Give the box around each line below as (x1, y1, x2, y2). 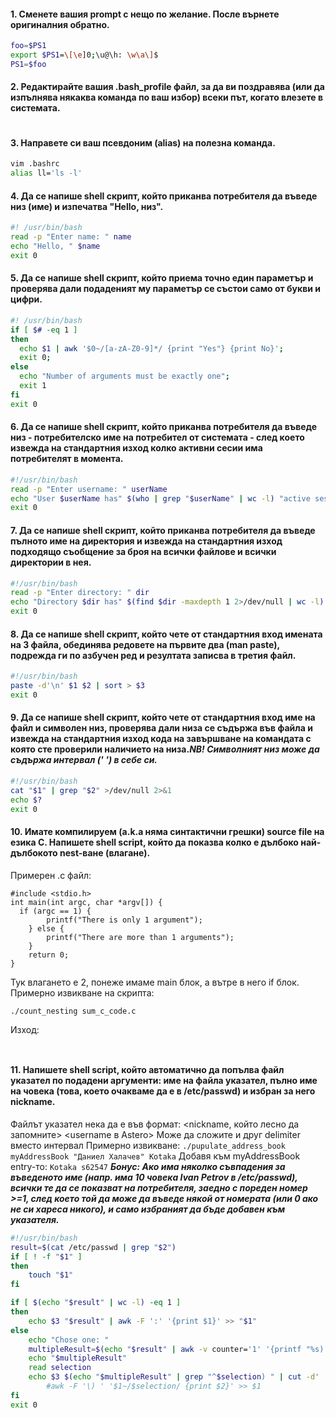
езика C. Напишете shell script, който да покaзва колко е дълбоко (10, 836, 299, 849)
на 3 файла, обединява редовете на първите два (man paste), (10, 638, 280, 650)
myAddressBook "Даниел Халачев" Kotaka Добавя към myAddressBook (10, 1150, 301, 1162)
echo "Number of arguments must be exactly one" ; (19, 371, 230, 382)
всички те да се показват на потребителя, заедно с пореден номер (10, 1181, 308, 1194)
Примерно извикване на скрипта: (10, 986, 155, 999)
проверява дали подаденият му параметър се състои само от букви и (10, 283, 321, 295)
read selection (28, 1363, 92, 1373)
